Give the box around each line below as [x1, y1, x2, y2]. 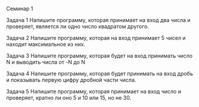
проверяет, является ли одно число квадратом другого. [6, 23, 149, 30]
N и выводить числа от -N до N [6, 59, 85, 65]
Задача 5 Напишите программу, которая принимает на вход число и [6, 88, 182, 95]
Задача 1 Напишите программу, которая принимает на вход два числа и [6, 17, 191, 23]
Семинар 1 [6, 5, 33, 12]
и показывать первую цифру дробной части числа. [6, 77, 136, 83]
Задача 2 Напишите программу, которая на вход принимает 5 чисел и [6, 34, 186, 41]
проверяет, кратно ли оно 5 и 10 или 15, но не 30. [6, 95, 132, 101]
